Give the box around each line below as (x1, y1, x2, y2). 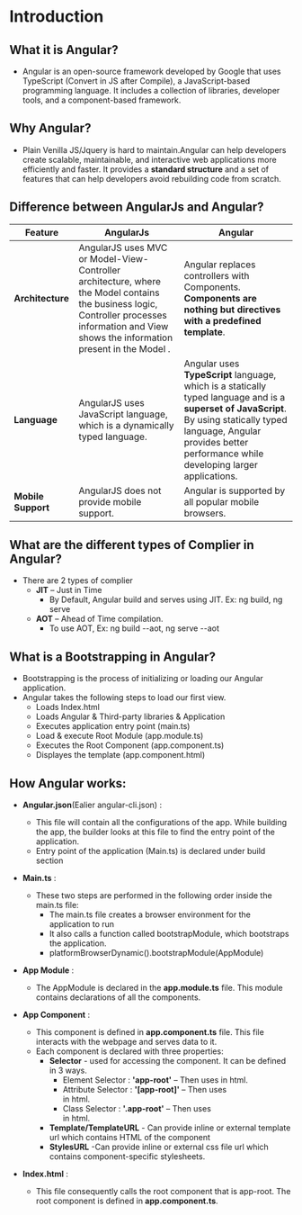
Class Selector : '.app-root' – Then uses (62, 1103, 211, 1114)
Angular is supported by (183, 484, 286, 497)
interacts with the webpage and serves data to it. (35, 1037, 218, 1048)
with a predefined (183, 314, 262, 327)
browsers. (183, 507, 226, 519)
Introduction (9, 6, 104, 27)
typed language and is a (183, 391, 286, 403)
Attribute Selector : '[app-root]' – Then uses (62, 1084, 227, 1095)
